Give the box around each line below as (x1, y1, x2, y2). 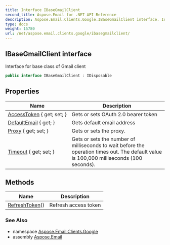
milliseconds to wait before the (71, 142, 145, 149)
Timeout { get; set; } (8, 148, 55, 155)
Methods (5, 178, 34, 187)
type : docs (5, 21, 28, 27)
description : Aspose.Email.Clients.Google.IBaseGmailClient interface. (5, 17, 159, 22)
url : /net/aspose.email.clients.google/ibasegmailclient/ (5, 31, 130, 36)
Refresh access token (49, 201, 101, 208)
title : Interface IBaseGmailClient (5, 7, 80, 13)
